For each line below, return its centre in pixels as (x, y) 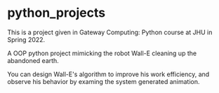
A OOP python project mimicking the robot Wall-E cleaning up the (102, 53)
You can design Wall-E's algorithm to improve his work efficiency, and (108, 74)
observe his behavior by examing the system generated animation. (104, 81)
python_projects (57, 13)
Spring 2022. (26, 39)
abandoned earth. (33, 60)
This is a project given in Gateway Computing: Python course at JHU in (110, 32)
